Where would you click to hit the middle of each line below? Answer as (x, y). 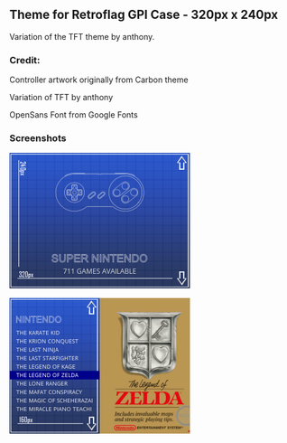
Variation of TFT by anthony (61, 98)
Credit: (25, 60)
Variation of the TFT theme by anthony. (82, 36)
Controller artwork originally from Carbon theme (99, 80)
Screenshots (38, 138)
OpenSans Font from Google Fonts (74, 115)
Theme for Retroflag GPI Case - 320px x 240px (144, 15)
